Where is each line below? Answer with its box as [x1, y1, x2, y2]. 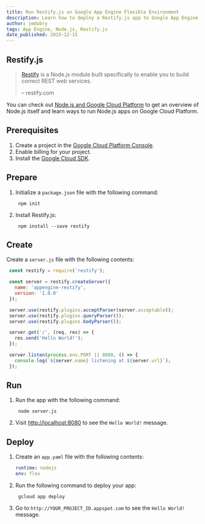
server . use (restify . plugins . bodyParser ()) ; [9, 318, 122, 325]
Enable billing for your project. [15, 148, 92, 155]
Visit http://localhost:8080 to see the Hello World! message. [15, 419, 168, 427]
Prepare [6, 172, 38, 183]
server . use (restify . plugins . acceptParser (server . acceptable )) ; [9, 307, 174, 313]
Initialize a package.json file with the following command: [15, 188, 159, 196]
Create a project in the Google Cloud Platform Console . [15, 142, 154, 149]
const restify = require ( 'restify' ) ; [9, 268, 105, 274]
